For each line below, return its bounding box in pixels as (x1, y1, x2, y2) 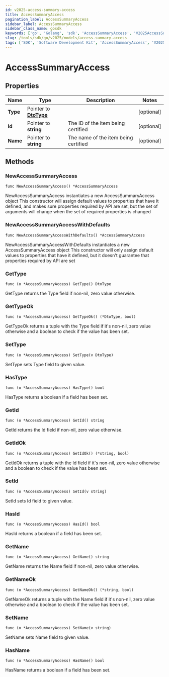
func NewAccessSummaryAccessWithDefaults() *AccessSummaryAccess (5, 232, 145, 238)
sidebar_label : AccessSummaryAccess (5, 21, 82, 27)
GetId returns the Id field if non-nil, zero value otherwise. (5, 427, 123, 433)
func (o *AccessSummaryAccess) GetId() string (5, 418, 105, 423)
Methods (5, 157, 34, 166)
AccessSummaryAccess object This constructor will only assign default (5, 247, 153, 253)
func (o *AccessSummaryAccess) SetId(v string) (5, 489, 107, 494)
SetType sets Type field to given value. (5, 361, 86, 367)
